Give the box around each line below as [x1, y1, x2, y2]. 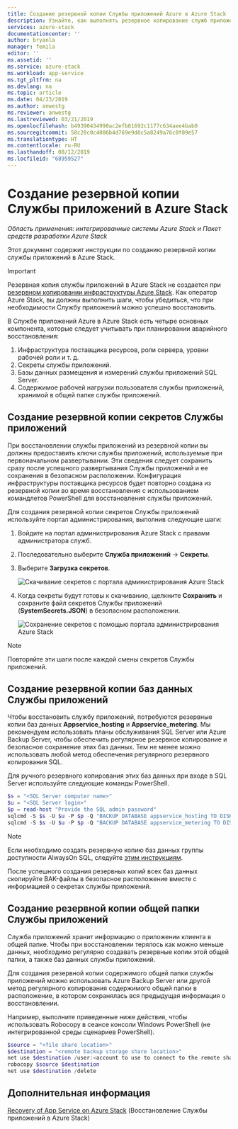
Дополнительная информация [7, 1087, 151, 1099]
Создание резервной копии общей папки [7, 902, 200, 914]
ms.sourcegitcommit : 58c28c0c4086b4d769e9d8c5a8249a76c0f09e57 [7, 129, 198, 136]
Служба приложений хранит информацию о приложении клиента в [7, 932, 211, 941]
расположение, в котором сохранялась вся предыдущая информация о [7, 991, 226, 999]
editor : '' [7, 50, 40, 57]
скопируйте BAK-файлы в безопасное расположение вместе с [7, 874, 197, 883]
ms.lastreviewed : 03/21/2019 [7, 115, 93, 123]
